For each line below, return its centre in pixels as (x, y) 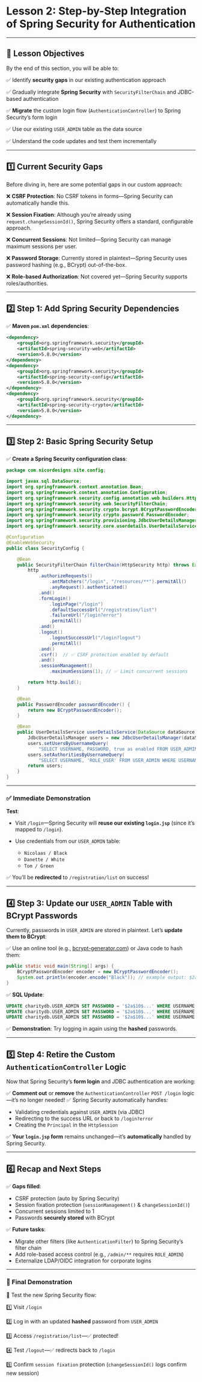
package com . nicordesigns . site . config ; (56, 470)
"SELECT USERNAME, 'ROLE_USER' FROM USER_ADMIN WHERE (107, 760)
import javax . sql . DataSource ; (44, 481)
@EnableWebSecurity (31, 542)
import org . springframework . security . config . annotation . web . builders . (96, 498)
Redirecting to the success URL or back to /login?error (84, 1119)
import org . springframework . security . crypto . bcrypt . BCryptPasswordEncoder (102, 509)
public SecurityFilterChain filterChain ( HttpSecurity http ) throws (103, 565)
